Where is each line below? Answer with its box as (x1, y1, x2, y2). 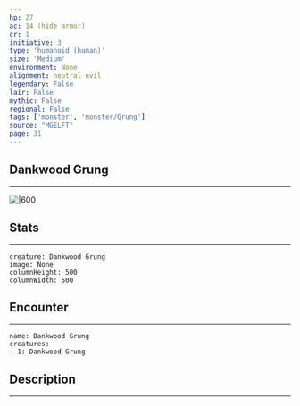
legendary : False (9, 79, 74, 88)
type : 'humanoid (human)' (9, 46, 105, 55)
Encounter (9, 300, 69, 315)
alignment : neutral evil (9, 71, 102, 80)
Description (9, 371, 76, 386)
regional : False (9, 104, 70, 113)
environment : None (9, 63, 78, 72)
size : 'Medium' (9, 54, 66, 63)
